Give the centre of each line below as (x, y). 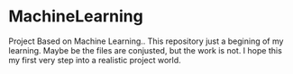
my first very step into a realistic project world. (95, 60)
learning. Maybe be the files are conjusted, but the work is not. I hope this (146, 50)
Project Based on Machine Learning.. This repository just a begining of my (146, 41)
